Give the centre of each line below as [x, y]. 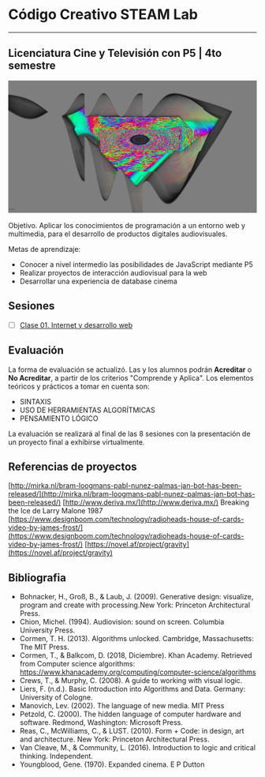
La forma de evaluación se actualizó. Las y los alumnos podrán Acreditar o [130, 370]
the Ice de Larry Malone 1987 [56, 511]
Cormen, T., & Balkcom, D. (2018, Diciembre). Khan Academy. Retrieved [136, 655]
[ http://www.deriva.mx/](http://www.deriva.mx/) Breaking [156, 502]
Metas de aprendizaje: [45, 249]
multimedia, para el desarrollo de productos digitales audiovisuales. [118, 234]
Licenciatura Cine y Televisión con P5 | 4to [115, 53]
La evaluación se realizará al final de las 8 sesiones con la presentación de [129, 434]
